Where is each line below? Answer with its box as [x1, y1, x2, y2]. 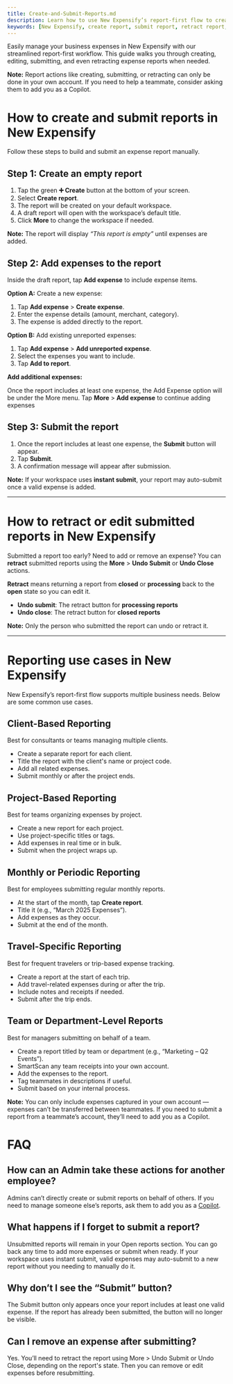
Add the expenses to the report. [17, 1069, 109, 1078]
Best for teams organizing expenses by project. [7, 810, 142, 819]
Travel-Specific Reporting [7, 941, 122, 952]
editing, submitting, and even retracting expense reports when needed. [7, 57, 210, 65]
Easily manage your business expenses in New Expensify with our [7, 42, 196, 51]
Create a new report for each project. [17, 824, 124, 833]
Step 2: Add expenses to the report [7, 257, 162, 269]
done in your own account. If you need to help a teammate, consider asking [7, 78, 223, 86]
